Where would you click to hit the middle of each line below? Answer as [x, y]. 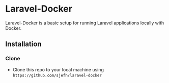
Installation [23, 44]
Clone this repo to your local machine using [58, 69]
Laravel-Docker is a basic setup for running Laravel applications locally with [85, 23]
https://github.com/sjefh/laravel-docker [57, 75]
